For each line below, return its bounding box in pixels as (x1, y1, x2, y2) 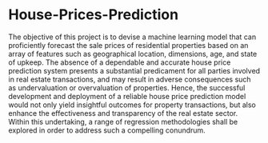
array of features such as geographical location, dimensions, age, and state (8, 49, 258, 58)
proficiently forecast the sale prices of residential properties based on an (8, 40, 249, 50)
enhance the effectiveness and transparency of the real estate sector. (8, 108, 238, 117)
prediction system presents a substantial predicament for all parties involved (8, 66, 261, 75)
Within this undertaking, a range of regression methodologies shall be (8, 117, 238, 126)
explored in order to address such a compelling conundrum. (8, 125, 206, 135)
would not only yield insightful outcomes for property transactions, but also (8, 100, 256, 109)
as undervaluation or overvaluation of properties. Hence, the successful (8, 82, 246, 93)
